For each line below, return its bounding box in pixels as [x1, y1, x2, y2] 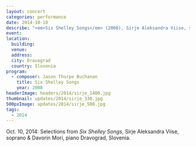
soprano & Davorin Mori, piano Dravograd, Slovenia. [6, 134, 131, 141]
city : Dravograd [11, 57, 51, 63]
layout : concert [6, 8, 45, 15]
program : [6, 69, 27, 74]
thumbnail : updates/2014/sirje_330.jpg [6, 95, 103, 101]
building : [11, 42, 35, 47]
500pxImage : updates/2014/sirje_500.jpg [6, 101, 106, 107]
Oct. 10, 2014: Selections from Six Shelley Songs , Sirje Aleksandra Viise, [6, 128, 179, 135]
